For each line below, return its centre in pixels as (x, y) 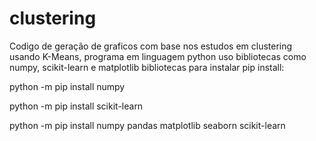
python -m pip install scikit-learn (76, 106)
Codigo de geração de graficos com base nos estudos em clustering (151, 46)
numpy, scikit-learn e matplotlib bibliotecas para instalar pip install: (147, 67)
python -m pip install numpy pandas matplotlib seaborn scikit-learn (147, 125)
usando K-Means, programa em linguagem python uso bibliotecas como (158, 56)
